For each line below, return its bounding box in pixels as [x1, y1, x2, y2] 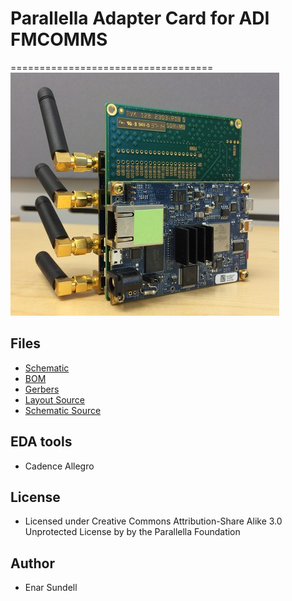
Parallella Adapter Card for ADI [10, 7, 270, 30]
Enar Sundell [24, 582, 78, 594]
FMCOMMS [10, 28, 108, 51]
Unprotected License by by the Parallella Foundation [24, 526, 241, 538]
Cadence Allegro [24, 460, 95, 472]
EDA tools [10, 433, 73, 451]
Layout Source [24, 393, 86, 406]
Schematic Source [24, 404, 102, 416]
